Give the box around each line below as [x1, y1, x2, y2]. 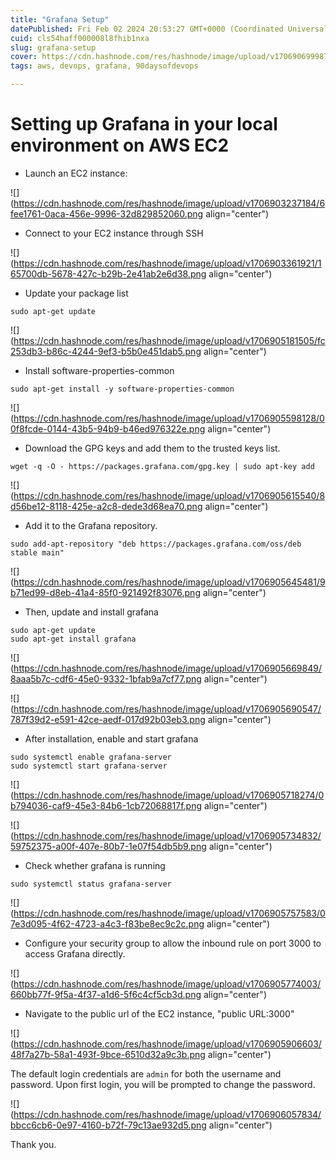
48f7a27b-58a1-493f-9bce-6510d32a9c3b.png [10, 1048, 206, 1060]
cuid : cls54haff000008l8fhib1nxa [10, 33, 150, 43]
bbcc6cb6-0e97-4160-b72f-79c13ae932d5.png [10, 1119, 207, 1131]
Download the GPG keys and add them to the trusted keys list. [24, 442, 281, 454]
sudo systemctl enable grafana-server [10, 752, 172, 762]
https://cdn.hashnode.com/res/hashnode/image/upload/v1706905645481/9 [13, 576, 326, 588]
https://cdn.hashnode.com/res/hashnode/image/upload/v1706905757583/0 [13, 907, 326, 919]
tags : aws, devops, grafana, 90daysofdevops [10, 61, 199, 71]
